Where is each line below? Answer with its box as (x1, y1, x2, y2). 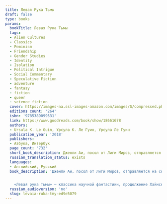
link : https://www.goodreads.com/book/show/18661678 (9, 118, 121, 123)
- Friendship (9, 49, 37, 54)
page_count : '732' (9, 146, 48, 151)
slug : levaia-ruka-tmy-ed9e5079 (9, 192, 77, 197)
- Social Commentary (9, 72, 52, 77)
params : (5, 21, 21, 26)
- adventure (9, 81, 35, 86)
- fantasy (9, 85, 30, 91)
